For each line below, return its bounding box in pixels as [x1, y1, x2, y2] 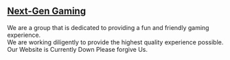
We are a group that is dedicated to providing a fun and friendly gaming [7, 23, 209, 31]
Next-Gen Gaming [7, 5, 87, 17]
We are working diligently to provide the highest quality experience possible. [7, 37, 224, 46]
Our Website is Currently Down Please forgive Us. [7, 45, 148, 53]
